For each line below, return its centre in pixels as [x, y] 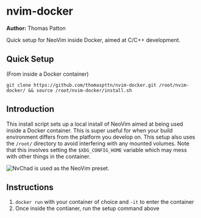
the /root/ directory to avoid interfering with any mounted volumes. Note [98, 143]
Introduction [30, 109]
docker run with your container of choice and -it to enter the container [104, 202]
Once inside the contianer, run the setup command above [87, 208]
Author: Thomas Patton [36, 28]
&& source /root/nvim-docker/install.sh [80, 90]
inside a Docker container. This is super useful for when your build [90, 130]
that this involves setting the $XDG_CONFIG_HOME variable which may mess [97, 150]
